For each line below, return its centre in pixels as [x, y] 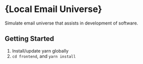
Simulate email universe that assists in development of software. [71, 23]
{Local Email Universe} [53, 9]
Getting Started [29, 39]
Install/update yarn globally [40, 50]
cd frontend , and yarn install [44, 56]
